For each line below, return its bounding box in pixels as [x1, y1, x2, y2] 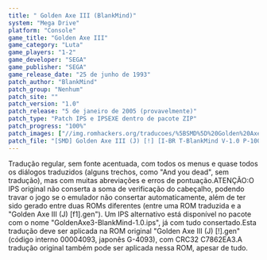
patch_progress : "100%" [8, 122, 87, 130]
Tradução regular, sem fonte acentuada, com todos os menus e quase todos [8, 159, 258, 168]
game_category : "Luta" [8, 41, 83, 49]
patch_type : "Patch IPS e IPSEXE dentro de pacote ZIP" [8, 115, 197, 123]
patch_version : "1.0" [8, 100, 80, 108]
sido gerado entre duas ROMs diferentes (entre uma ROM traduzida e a [8, 201, 242, 210]
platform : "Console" [8, 26, 77, 34]
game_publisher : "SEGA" [8, 63, 87, 71]
